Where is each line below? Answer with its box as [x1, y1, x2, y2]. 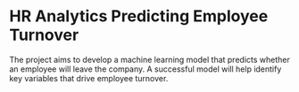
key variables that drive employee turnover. [9, 73, 169, 83]
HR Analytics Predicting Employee [9, 6, 269, 27]
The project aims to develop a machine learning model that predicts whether [9, 54, 290, 65]
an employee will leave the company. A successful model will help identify [9, 64, 282, 74]
